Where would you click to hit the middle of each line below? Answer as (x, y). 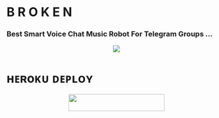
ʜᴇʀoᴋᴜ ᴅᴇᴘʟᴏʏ (50, 78)
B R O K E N (39, 12)
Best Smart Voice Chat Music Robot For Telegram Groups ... (110, 34)
